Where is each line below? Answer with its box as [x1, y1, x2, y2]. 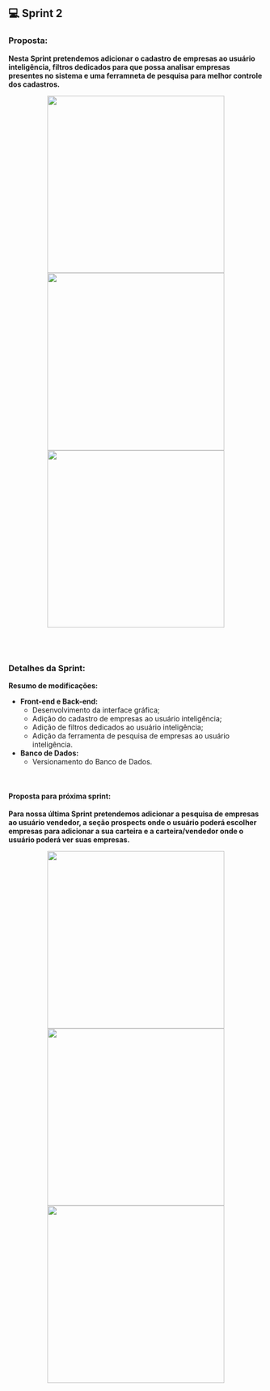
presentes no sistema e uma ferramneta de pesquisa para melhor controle [8, 71, 263, 80]
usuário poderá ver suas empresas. [8, 835, 130, 845]
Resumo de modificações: [8, 681, 99, 691]
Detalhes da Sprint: [8, 662, 86, 674]
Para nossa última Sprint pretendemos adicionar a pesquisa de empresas [8, 809, 259, 819]
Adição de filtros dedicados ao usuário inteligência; [32, 722, 204, 732]
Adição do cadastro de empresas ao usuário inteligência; [32, 714, 222, 724]
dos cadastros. [8, 79, 61, 89]
